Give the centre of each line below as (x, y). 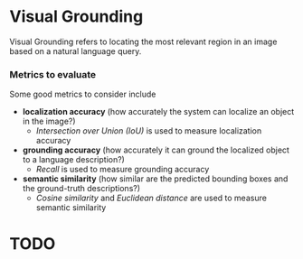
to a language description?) (73, 160)
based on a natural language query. (76, 51)
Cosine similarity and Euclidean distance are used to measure (151, 198)
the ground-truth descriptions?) (81, 189)
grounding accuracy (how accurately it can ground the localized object (156, 150)
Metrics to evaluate (53, 74)
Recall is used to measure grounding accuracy (123, 170)
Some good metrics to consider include (83, 94)
